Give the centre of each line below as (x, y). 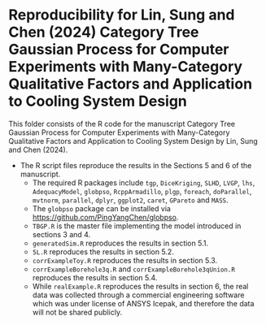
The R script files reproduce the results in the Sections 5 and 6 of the (136, 165)
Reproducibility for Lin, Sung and (122, 15)
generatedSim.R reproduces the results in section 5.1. (120, 243)
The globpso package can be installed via (101, 208)
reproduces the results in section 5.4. (95, 277)
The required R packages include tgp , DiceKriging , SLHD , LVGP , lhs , (144, 182)
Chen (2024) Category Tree (104, 32)
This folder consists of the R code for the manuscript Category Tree (122, 123)
